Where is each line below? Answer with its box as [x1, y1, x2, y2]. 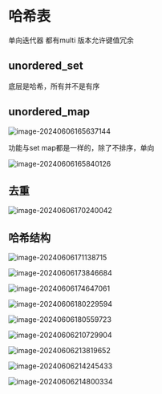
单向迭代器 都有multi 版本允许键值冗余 [8, 35, 134, 45]
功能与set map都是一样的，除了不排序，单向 [8, 143, 155, 152]
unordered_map [8, 105, 91, 119]
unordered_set [8, 59, 83, 73]
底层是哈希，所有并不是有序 [8, 81, 100, 90]
